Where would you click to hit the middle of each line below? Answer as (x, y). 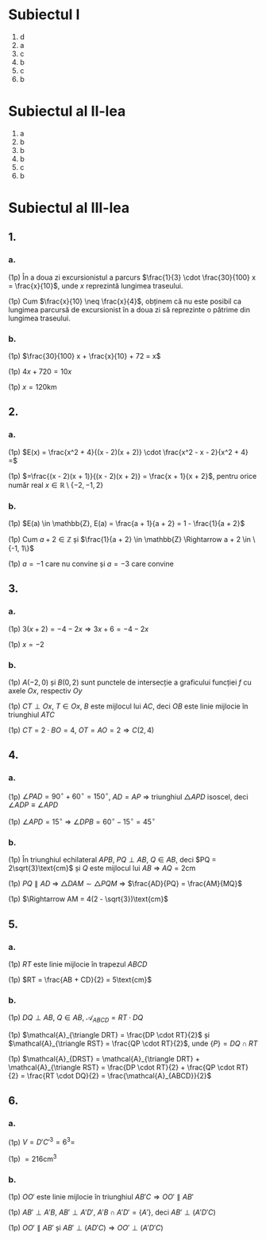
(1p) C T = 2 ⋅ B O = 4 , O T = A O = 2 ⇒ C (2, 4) (81, 730)
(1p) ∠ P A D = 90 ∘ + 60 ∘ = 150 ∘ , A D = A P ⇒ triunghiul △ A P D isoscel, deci (128, 796)
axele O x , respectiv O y (45, 691)
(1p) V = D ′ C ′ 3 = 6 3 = (42, 1141)
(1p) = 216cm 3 (33, 1159)
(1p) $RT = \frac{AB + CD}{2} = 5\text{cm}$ (80, 979)
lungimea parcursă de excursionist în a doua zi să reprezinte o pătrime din (129, 309)
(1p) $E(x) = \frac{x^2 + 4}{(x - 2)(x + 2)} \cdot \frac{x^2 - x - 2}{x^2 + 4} (128, 452)
